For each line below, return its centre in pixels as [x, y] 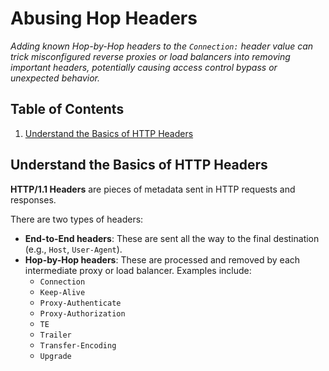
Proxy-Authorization [82, 313]
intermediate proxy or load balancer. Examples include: [138, 270]
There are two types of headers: [77, 219]
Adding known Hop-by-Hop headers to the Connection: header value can [162, 46]
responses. [33, 199]
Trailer [55, 335]
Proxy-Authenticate [80, 303]
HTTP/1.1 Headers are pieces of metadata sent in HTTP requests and [153, 189]
